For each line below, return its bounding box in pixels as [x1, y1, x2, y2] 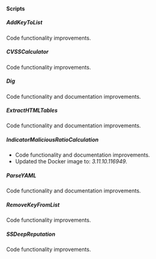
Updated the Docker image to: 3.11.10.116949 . [15, 158, 127, 165]
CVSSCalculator [6, 48, 49, 55]
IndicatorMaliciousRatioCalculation [6, 136, 99, 143]
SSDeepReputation [6, 230, 56, 238]
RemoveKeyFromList [6, 201, 60, 208]
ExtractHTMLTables [6, 107, 58, 114]
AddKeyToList [6, 19, 42, 26]
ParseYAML [6, 172, 36, 179]
